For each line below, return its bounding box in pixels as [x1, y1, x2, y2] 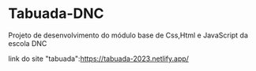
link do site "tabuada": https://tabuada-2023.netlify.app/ [8, 54, 190, 63]
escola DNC [8, 38, 47, 48]
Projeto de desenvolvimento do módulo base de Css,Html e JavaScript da [8, 30, 249, 40]
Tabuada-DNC [8, 5, 104, 23]
